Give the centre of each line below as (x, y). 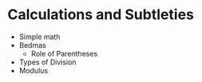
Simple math (40, 37)
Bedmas (33, 45)
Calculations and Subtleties (101, 15)
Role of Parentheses (64, 53)
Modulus (34, 70)
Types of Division (48, 62)
